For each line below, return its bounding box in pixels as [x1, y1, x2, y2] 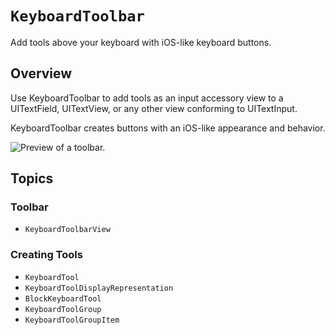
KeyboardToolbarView [24, 225, 111, 235]
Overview [10, 65, 73, 82]
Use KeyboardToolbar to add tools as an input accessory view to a [10, 92, 284, 104]
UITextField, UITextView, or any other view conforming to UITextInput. [10, 102, 298, 114]
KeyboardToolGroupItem [24, 315, 120, 325]
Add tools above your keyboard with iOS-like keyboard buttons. [10, 36, 272, 48]
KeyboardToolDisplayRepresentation [24, 283, 174, 293]
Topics [10, 170, 54, 187]
